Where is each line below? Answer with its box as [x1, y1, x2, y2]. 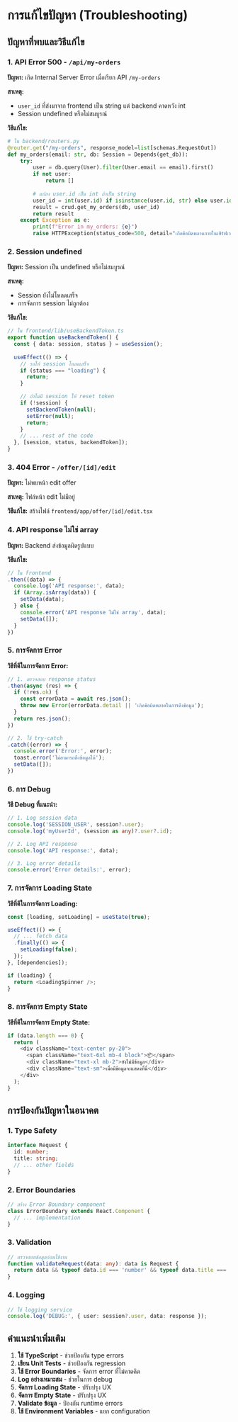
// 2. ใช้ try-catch [7, 734, 64, 742]
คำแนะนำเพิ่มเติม [7, 1332, 66, 1344]
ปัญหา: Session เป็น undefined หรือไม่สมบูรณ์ [7, 263, 125, 271]
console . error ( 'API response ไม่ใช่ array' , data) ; [20, 609, 166, 616]
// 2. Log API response [7, 840, 78, 847]
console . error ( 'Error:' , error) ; [13, 747, 113, 755]
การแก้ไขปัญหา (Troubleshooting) [7, 7, 188, 23]
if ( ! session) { [20, 400, 69, 407]
